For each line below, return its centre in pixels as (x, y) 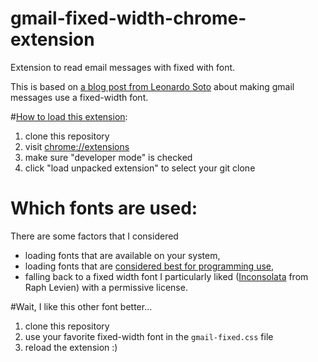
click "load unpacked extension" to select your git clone (140, 168)
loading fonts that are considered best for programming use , (149, 266)
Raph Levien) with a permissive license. (106, 287)
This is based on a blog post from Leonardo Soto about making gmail (152, 86)
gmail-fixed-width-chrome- (128, 18)
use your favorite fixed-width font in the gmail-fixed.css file (149, 336)
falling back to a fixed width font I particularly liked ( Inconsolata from (166, 276)
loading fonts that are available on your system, (122, 255)
